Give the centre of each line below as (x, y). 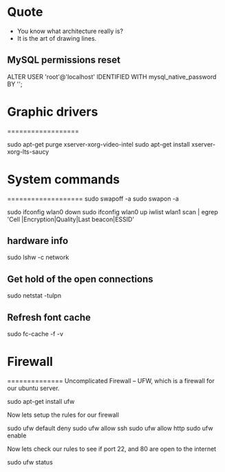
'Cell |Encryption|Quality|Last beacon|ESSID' (71, 219)
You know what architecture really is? (70, 31)
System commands (64, 179)
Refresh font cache (49, 317)
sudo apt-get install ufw (41, 401)
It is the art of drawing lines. (57, 38)
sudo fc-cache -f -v (35, 334)
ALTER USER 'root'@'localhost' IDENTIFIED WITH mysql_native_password (112, 76)
